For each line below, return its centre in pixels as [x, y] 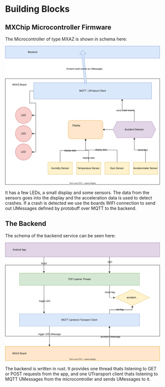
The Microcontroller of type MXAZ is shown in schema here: [66, 39]
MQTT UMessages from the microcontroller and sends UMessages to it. [78, 379]
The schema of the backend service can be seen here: [60, 235]
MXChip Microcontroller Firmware [58, 27]
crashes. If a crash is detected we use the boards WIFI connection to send [80, 203]
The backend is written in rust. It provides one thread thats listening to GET [81, 369]
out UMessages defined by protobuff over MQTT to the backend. [71, 208]
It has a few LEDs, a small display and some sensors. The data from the [77, 193]
